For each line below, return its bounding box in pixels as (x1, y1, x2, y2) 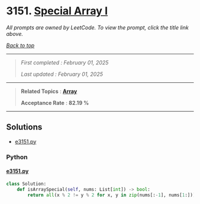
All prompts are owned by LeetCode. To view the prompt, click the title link (6, 24, 189, 31)
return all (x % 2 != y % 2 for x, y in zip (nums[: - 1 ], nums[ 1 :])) (27, 192, 196, 198)
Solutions (6, 122, 43, 132)
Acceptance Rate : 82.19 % (20, 99, 89, 106)
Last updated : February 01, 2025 (20, 70, 103, 78)
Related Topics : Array (20, 88, 77, 95)
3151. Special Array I (6, 4, 108, 18)
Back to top (6, 42, 35, 49)
